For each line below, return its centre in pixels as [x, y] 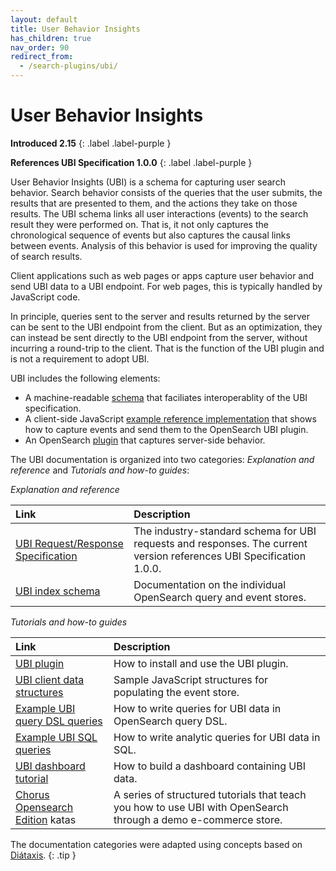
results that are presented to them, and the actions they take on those [154, 203]
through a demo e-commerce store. [198, 819]
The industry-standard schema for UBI [225, 531]
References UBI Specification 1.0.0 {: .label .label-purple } [131, 162]
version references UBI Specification [220, 556]
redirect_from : [42, 57]
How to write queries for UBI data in [197, 708]
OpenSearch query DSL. [170, 721]
